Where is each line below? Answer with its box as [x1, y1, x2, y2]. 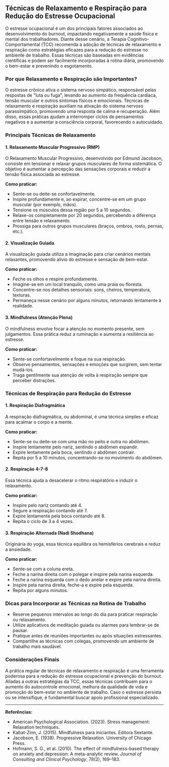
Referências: [5, 709, 33, 715]
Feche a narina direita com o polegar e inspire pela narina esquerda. [12, 571, 154, 577]
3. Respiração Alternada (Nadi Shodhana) [5, 529, 94, 536]
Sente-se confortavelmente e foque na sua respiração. [12, 356, 126, 362]
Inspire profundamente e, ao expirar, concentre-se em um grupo [12, 196, 146, 202]
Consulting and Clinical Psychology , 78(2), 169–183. [12, 756, 121, 762]
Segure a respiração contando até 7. [12, 507, 88, 513]
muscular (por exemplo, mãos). [12, 202, 77, 208]
